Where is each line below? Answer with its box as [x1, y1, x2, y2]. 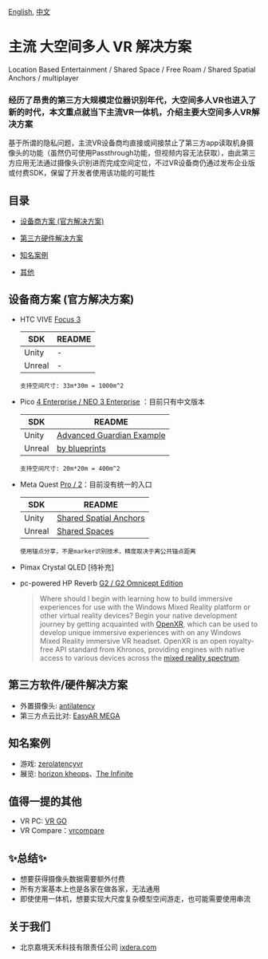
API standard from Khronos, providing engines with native [55, 645, 245, 654]
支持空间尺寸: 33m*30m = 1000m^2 [19, 381, 124, 389]
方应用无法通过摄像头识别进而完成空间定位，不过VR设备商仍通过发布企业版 [8, 158, 255, 168]
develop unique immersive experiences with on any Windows [39, 627, 242, 637]
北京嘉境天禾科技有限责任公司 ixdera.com [19, 942, 157, 952]
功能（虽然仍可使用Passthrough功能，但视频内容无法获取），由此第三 [29, 148, 257, 158]
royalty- [228, 636, 254, 645]
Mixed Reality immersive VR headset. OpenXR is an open [39, 636, 227, 645]
